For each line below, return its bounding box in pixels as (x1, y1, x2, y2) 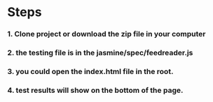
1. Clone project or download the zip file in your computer (7, 29, 206, 39)
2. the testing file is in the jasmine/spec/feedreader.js (7, 48, 193, 58)
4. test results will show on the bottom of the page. (7, 85, 184, 95)
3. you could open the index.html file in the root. (7, 66, 174, 76)
